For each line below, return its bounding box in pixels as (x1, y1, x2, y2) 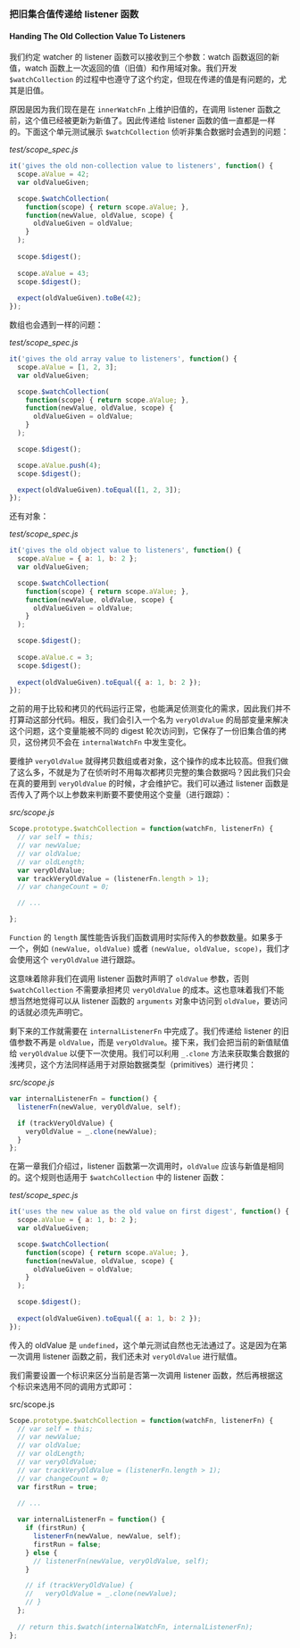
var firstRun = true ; (17, 1482, 98, 1492)
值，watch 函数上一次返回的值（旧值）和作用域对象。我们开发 (9, 62, 237, 73)
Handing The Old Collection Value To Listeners (9, 30, 186, 41)
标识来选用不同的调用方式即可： (16, 1381, 135, 1392)
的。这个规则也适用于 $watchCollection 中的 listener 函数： (9, 1172, 227, 1183)
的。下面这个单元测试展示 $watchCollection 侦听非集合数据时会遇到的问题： (9, 127, 289, 137)
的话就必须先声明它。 (9, 1007, 87, 1017)
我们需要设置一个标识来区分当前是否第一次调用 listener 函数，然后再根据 (9, 1369, 276, 1380)
